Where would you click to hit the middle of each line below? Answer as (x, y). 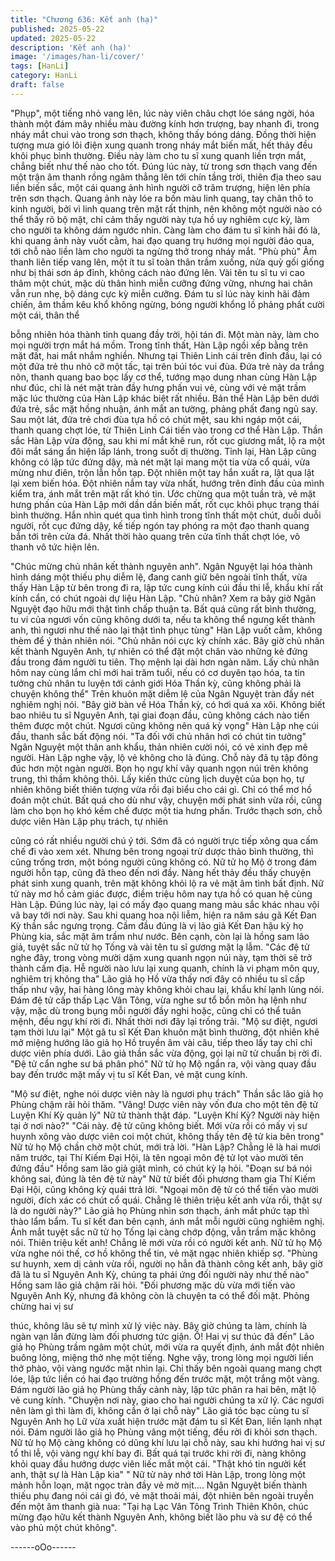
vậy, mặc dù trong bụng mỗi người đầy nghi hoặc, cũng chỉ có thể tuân (156, 1010)
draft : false (37, 85)
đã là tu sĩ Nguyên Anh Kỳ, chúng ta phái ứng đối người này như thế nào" (160, 1274)
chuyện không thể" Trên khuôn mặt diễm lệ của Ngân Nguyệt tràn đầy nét (162, 693)
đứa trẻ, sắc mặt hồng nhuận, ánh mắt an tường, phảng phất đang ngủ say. (164, 408)
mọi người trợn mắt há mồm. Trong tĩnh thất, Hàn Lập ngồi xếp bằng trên (159, 345)
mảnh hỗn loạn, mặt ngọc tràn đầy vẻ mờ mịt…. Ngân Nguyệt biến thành (159, 1485)
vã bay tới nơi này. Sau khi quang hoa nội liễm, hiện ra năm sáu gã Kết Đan (163, 915)
